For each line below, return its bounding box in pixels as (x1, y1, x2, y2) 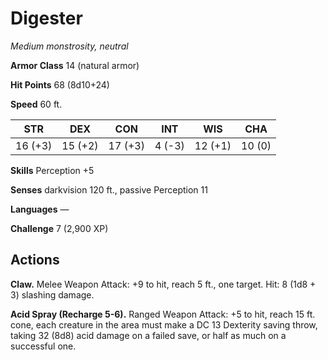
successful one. (10, 340, 77, 352)
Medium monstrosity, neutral (10, 40, 129, 52)
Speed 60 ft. (10, 98, 63, 110)
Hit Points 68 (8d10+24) (10, 78, 110, 91)
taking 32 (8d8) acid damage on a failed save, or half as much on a (10, 329, 287, 341)
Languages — (10, 203, 70, 215)
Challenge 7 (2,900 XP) (10, 222, 109, 234)
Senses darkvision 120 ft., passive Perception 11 (10, 183, 208, 196)
